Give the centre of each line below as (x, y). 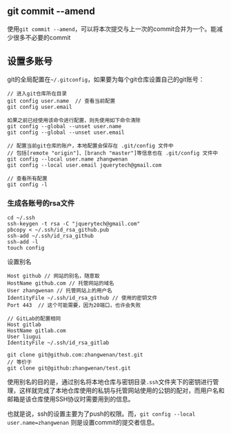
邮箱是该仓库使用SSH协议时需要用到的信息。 (71, 399)
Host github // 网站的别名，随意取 (53, 276)
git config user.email (40, 107)
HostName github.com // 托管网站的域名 (61, 283)
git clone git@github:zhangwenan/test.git (69, 368)
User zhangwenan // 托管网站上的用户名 (60, 290)
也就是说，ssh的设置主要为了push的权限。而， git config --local (101, 414)
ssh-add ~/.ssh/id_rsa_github (51, 236)
